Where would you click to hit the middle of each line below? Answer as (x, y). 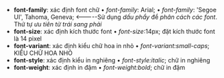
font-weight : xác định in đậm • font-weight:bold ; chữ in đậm (99, 67)
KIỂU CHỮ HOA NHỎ (43, 53)
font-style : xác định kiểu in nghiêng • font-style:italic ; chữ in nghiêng (112, 60)
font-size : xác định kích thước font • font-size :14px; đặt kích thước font (114, 31)
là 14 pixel (28, 39)
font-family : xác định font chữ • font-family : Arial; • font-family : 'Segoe (115, 10)
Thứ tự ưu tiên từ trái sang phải (58, 24)
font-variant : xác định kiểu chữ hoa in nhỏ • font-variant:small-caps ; (112, 46)
